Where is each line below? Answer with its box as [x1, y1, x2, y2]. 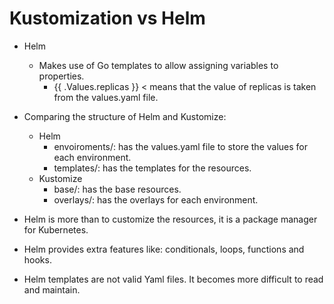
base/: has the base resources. [53, 183, 182, 195]
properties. [38, 70, 85, 82]
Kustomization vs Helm [9, 7, 206, 30]
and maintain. [23, 283, 81, 296]
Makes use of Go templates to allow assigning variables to [38, 59, 279, 71]
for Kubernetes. [23, 223, 89, 236]
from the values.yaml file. [53, 91, 159, 103]
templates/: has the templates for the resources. [53, 162, 252, 174]
